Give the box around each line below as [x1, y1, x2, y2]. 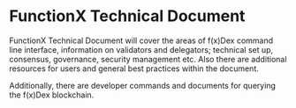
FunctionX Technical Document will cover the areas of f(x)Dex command [9, 35, 274, 46]
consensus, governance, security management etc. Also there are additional [9, 54, 287, 64]
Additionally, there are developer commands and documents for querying [9, 80, 277, 90]
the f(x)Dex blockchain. [9, 90, 95, 100]
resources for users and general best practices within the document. [9, 63, 259, 74]
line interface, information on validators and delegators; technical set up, [9, 44, 274, 54]
